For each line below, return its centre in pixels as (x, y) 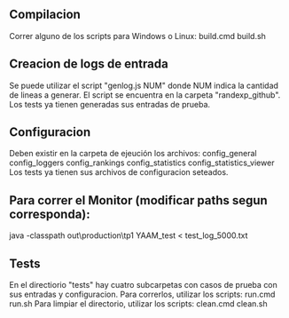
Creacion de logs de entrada (89, 64)
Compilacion (45, 15)
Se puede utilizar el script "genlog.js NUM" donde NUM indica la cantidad (144, 85)
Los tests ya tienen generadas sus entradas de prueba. (110, 104)
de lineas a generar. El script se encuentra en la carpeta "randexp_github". (145, 95)
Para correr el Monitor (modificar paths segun (138, 200)
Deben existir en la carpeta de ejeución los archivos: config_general (133, 154)
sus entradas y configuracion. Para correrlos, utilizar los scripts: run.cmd (142, 294)
